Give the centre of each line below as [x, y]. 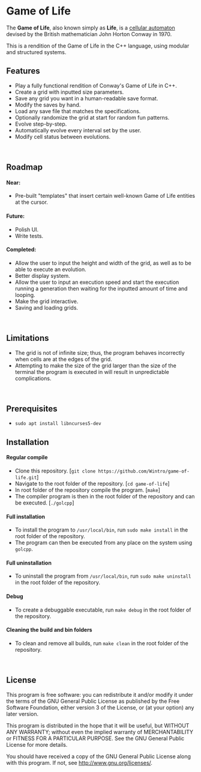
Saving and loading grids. [46, 307]
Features [23, 71]
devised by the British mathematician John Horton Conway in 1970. [89, 34]
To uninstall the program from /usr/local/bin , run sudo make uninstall [103, 576]
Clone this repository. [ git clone [55, 471]
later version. [22, 714]
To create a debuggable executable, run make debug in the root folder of [103, 610]
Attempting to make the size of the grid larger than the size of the [96, 366]
